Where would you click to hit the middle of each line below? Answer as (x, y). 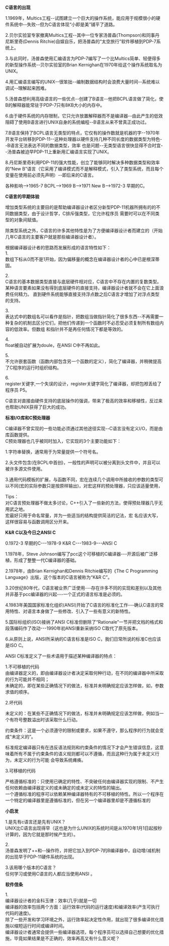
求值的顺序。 (18, 692)
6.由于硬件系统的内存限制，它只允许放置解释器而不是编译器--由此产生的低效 (84, 116)
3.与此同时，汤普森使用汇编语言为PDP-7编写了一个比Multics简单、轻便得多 (83, 58)
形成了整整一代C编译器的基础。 (47, 560)
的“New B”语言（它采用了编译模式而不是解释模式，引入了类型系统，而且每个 (84, 169)
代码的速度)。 (19, 913)
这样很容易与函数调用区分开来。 (38, 522)
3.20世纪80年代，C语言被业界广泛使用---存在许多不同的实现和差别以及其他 (83, 588)
